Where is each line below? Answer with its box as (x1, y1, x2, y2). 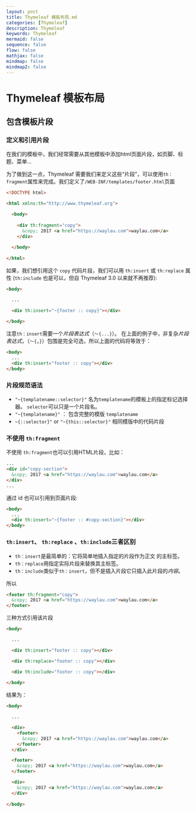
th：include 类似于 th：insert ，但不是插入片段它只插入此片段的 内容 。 (14, 567, 184, 574)
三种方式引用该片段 (6, 614, 53, 621)
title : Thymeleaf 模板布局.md (6, 14, 77, 20)
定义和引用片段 (6, 136, 49, 144)
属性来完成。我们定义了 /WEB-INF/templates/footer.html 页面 (27, 178, 175, 185)
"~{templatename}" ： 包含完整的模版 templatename (14, 411, 138, 418)
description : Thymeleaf (6, 25, 65, 31)
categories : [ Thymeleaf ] (6, 20, 68, 26)
